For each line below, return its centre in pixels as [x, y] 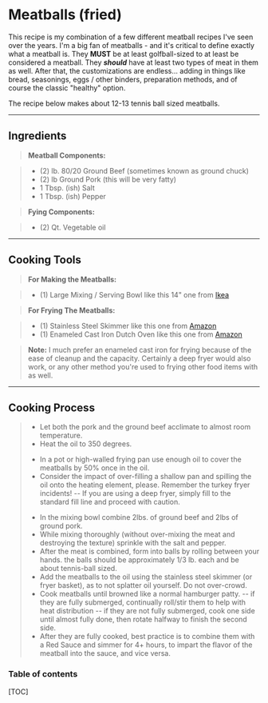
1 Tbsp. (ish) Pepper [73, 196]
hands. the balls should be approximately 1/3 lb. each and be [139, 560]
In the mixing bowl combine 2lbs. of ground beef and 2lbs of [139, 517]
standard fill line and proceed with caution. [110, 502]
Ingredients [37, 136]
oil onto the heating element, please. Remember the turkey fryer [145, 485]
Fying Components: [61, 212]
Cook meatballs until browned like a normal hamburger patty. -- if [147, 594]
